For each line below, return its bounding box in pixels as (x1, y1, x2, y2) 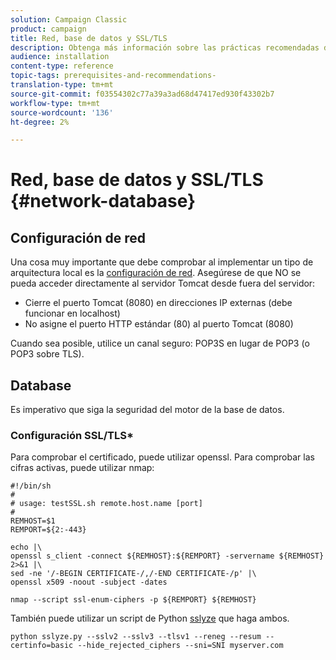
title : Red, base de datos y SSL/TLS (10, 33, 168, 43)
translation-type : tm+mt (10, 80, 114, 90)
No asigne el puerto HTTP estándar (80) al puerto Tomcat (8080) (24, 318, 294, 330)
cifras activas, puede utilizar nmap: (10, 462, 155, 474)
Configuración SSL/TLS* (10, 428, 134, 442)
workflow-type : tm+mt (10, 98, 101, 108)
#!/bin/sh (10, 481, 52, 491)
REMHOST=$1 (10, 516, 56, 526)
